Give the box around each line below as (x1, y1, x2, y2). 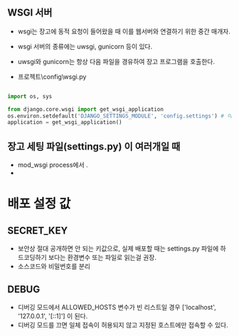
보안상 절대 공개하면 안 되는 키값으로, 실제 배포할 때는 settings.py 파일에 (17, 244, 219, 253)
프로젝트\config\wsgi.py (17, 72, 87, 80)
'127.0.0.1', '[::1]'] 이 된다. (17, 312, 88, 320)
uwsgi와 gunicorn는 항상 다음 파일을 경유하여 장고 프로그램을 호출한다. (17, 57, 216, 65)
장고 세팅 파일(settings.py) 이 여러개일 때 (7, 140, 181, 152)
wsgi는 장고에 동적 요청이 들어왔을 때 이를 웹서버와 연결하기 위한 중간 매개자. (17, 27, 231, 36)
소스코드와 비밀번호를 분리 (17, 262, 91, 271)
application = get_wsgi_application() (7, 119, 122, 126)
